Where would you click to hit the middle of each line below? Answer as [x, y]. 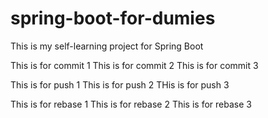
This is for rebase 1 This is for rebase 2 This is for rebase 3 [131, 104]
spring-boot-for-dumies [113, 18]
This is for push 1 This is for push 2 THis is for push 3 [120, 84]
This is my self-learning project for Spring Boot [107, 46]
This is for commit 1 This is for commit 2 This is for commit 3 [134, 65]
